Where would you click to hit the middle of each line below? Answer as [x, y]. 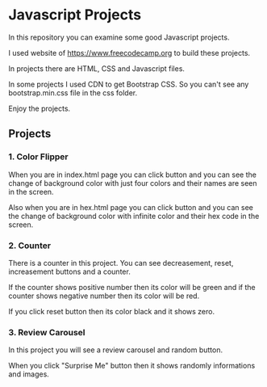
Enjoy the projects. [40, 108]
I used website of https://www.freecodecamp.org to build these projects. [129, 53]
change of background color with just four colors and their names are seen [133, 183]
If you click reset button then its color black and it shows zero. [112, 311]
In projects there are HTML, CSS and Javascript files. [97, 68]
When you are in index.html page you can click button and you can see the [132, 175]
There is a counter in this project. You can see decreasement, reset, [121, 263]
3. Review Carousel [47, 332]
